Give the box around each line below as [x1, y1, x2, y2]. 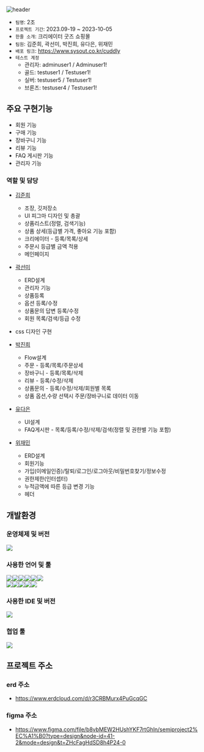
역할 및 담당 [6, 176, 38, 185]
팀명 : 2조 [15, 18, 35, 26]
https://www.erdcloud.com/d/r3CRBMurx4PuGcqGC [15, 695, 148, 702]
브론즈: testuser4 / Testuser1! [24, 84, 97, 91]
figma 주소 [6, 712, 37, 720]
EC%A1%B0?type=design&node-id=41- [15, 732, 115, 739]
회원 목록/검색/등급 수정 [24, 315, 81, 322]
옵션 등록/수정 [24, 299, 58, 307]
